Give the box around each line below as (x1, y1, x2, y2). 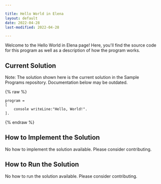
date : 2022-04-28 (5, 20, 40, 25)
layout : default (5, 15, 38, 21)
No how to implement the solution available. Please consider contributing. (5, 146, 152, 152)
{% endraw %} (5, 120, 35, 125)
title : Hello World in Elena (5, 11, 64, 16)
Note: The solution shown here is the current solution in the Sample (5, 75, 139, 80)
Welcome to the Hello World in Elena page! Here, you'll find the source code (5, 42, 157, 48)
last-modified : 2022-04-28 (5, 25, 59, 30)
